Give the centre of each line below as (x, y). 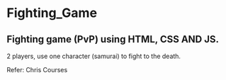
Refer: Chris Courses (37, 70)
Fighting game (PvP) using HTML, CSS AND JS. (113, 39)
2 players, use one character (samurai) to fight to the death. (94, 56)
